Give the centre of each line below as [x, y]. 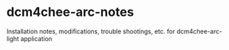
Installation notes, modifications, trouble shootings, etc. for [91, 31]
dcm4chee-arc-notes [70, 12]
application [37, 38]
